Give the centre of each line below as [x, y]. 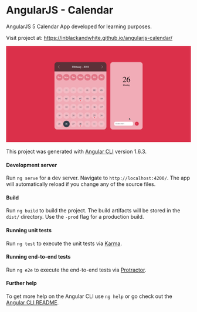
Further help [21, 283]
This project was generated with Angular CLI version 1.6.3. [76, 152]
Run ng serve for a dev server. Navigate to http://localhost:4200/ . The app [98, 178]
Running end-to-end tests [38, 257]
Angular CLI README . [33, 303]
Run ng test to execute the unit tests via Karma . [64, 243]
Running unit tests [29, 230]
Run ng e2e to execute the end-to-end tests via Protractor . [76, 270]
